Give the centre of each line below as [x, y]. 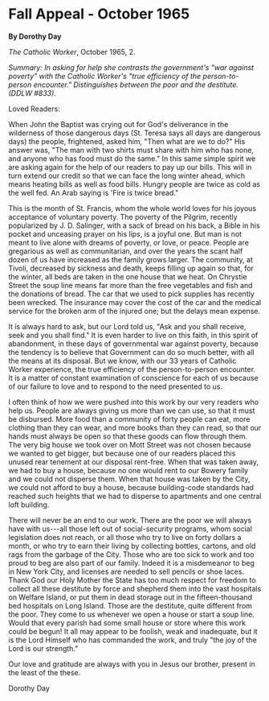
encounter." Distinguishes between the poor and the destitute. [136, 85]
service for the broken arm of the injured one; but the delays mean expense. [134, 311]
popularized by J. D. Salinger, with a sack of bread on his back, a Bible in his [134, 225]
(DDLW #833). [32, 93]
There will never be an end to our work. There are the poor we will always [130, 520]
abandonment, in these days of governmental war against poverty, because [133, 344]
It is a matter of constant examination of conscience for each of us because [134, 377]
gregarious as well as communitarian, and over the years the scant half [126, 251]
